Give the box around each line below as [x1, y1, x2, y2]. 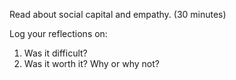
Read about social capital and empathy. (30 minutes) [9, 9, 227, 20]
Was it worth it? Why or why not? [23, 58, 160, 69]
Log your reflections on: [9, 28, 108, 39]
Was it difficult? [23, 47, 88, 59]
